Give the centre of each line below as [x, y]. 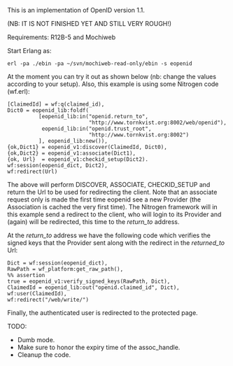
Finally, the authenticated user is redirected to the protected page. [103, 313]
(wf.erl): [19, 91]
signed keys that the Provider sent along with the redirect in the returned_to [116, 243]
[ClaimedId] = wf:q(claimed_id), [56, 104]
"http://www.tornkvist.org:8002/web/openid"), [158, 122]
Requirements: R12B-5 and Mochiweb [62, 37]
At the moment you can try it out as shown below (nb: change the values [112, 77]
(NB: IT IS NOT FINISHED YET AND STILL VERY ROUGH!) [90, 23]
